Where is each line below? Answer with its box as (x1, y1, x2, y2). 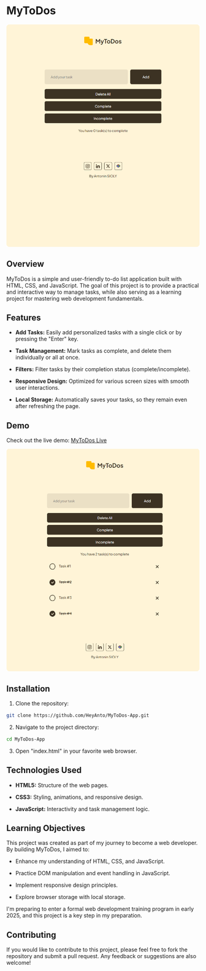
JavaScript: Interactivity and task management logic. (15, 805, 150, 812)
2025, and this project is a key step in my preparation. (6, 912, 142, 919)
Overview (6, 259, 45, 269)
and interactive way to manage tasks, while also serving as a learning (6, 288, 182, 296)
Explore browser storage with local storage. (15, 894, 126, 901)
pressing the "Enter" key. (15, 336, 78, 343)
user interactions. (15, 384, 60, 391)
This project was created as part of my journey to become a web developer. (6, 839, 198, 847)
